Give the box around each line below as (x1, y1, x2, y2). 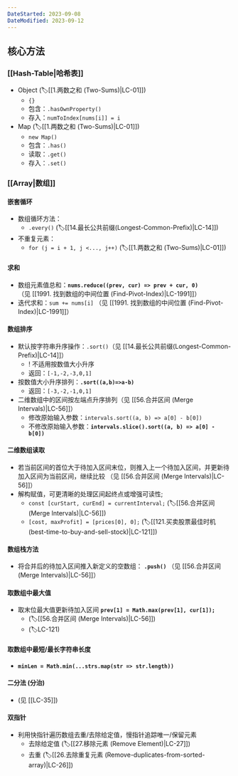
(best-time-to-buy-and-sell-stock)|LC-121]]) (28, 528, 158, 536)
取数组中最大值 (7, 588, 51, 597)
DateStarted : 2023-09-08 (7, 10, 81, 18)
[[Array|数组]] (7, 179, 56, 189)
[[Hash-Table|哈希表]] (7, 68, 84, 78)
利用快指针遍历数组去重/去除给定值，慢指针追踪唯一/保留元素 (17, 730, 197, 739)
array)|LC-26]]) (28, 760, 73, 769)
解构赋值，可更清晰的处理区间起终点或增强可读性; (17, 489, 163, 498)
